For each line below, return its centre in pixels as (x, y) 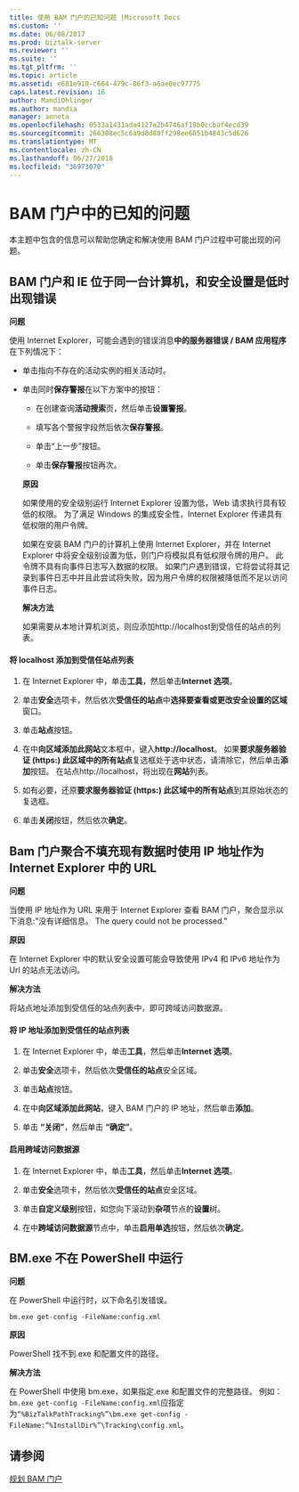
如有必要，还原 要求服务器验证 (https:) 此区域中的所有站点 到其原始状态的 (155, 790)
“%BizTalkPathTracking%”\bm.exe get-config (99, 1415)
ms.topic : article (43, 76)
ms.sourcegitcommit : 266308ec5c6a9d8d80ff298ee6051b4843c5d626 (129, 134)
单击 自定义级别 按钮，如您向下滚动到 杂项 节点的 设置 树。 (123, 1209)
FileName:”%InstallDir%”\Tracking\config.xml (95, 1426)
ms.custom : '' (36, 26)
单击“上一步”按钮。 (70, 446)
